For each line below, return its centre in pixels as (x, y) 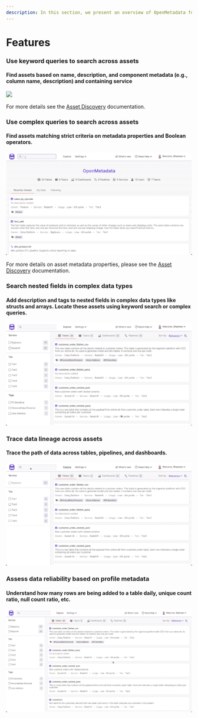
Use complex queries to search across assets (72, 122)
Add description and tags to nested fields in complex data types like (91, 300)
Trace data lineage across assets (55, 438)
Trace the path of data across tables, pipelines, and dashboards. (87, 453)
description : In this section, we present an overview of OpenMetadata (96, 12)
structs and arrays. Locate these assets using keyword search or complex (99, 306)
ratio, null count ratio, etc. (38, 599)
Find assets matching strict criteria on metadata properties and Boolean (96, 136)
